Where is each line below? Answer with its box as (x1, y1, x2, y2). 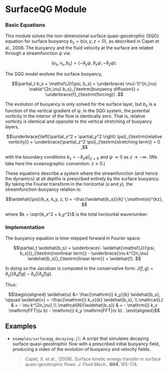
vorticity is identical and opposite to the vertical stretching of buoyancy (5, 118, 152, 124)
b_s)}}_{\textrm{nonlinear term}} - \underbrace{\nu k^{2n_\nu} (20, 250, 149, 256)
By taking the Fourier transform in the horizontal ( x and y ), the (5, 181, 133, 187)
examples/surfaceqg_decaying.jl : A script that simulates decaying (12, 335, 149, 341)
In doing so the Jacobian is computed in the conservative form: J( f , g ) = (5, 265, 154, 271)
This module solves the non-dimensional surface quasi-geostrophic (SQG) (5, 33, 159, 39)
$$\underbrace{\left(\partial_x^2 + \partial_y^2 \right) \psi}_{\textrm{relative (6, 133, 162, 139)
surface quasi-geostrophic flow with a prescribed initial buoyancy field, (12, 341, 160, 347)
